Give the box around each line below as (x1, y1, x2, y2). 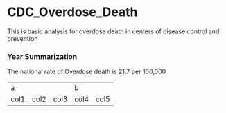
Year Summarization (7, 51, 78, 61)
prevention (7, 34, 38, 42)
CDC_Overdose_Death (7, 4, 138, 20)
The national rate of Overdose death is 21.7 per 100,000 (7, 67, 166, 76)
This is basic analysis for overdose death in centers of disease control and (7, 27, 220, 35)
